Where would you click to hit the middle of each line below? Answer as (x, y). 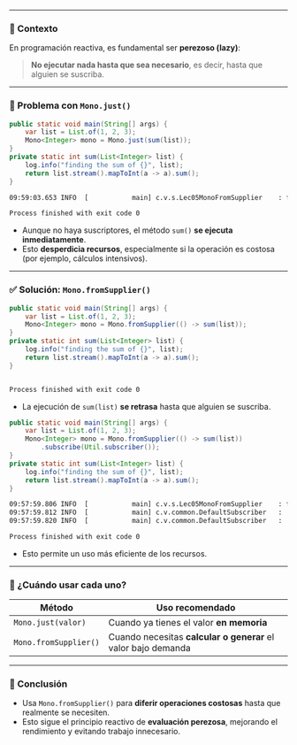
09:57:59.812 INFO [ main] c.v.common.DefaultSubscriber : (146, 513)
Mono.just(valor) (50, 623)
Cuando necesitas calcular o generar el (191, 637)
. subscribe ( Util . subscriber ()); (101, 448)
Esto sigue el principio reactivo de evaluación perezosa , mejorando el (150, 722)
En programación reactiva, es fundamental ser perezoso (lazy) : (125, 48)
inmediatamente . (54, 240)
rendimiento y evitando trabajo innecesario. (101, 732)
